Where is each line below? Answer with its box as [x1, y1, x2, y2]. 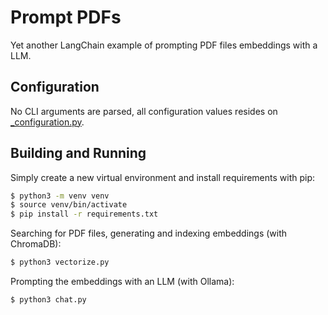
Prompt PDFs [10, 6, 122, 29]
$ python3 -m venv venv [10, 191, 110, 201]
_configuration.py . [10, 116, 85, 128]
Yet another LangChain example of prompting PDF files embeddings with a [10, 39, 318, 51]
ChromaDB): [10, 238, 62, 250]
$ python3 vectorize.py [10, 257, 110, 268]
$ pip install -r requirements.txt [10, 209, 159, 220]
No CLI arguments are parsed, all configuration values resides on [10, 105, 278, 117]
